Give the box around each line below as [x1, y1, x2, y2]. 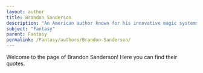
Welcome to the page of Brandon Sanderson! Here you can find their [6, 54, 177, 60]
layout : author [6, 8, 45, 15]
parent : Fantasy [6, 31, 47, 37]
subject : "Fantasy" [6, 25, 56, 32]
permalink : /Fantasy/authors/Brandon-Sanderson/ [6, 37, 131, 43]
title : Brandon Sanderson [6, 14, 71, 21]
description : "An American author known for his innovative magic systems [6, 20, 199, 26]
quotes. [6, 60, 25, 67]
